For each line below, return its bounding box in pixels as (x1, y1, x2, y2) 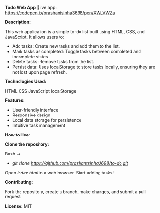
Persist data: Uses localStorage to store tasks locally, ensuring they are (12, 64, 156, 70)
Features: (5, 97, 25, 103)
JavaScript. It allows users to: (5, 34, 64, 39)
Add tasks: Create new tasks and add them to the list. (12, 43, 120, 49)
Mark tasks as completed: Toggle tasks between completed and (12, 49, 141, 54)
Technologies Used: (5, 78, 47, 84)
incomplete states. (12, 54, 50, 59)
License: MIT (5, 203, 32, 209)
